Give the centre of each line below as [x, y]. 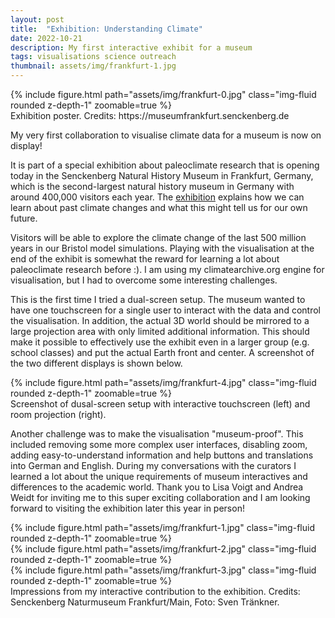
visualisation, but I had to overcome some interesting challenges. [144, 280]
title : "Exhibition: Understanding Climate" [106, 29]
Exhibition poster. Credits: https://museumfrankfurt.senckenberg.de [150, 115]
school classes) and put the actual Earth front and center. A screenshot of [162, 352]
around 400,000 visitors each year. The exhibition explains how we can [157, 197]
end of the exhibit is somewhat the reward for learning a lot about [145, 259]
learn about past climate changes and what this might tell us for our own [159, 207]
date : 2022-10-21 [46, 38]
